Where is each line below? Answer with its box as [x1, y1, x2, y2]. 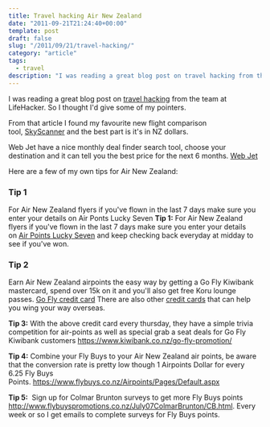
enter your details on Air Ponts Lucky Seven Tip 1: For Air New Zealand [8, 213, 243, 222]
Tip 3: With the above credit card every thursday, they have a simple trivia [8, 319, 254, 329]
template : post [8, 27, 59, 35]
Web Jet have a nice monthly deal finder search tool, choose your [8, 142, 227, 151]
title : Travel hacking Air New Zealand [8, 11, 142, 20]
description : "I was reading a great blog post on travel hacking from [8, 72, 253, 80]
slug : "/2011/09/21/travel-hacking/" [8, 42, 135, 50]
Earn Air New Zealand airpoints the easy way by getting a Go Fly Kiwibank [8, 277, 255, 287]
